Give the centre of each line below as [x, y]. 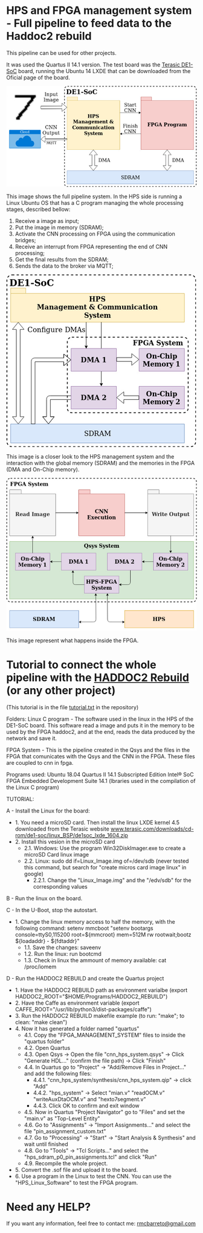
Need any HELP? [49, 1207]
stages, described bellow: [38, 209]
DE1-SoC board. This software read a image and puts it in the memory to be [100, 725]
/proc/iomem [40, 967]
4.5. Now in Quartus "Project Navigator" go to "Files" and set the [105, 1112]
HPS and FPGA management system [99, 11]
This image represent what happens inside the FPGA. [72, 640]
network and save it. [32, 738]
